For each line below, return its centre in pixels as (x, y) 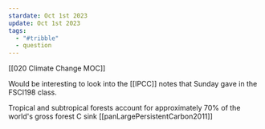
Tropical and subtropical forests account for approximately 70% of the (124, 108)
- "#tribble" (37, 38)
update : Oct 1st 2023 (45, 23)
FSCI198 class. (33, 92)
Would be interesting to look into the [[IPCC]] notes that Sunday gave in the (133, 84)
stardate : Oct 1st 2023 (48, 16)
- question (34, 46)
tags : (17, 30)
